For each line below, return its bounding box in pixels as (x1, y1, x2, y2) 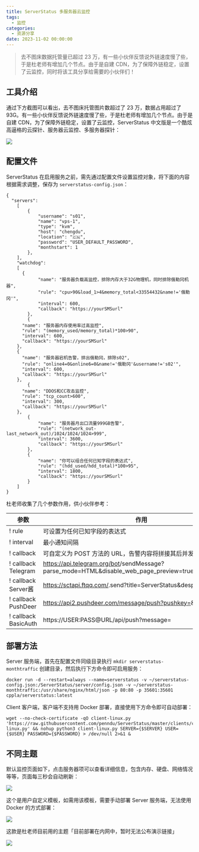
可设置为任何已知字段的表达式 (43, 527, 126, 535)
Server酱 (9, 585, 34, 593)
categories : (6, 25, 36, 31)
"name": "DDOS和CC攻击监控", (21, 388, 90, 394)
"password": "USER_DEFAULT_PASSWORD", (37, 239, 134, 245)
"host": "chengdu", (37, 229, 86, 235)
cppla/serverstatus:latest (6, 693, 73, 698)
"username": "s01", (37, 213, 86, 219)
